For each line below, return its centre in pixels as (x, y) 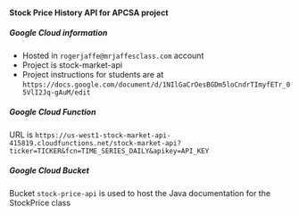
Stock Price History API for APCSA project (89, 12)
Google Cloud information (58, 33)
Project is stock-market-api (72, 65)
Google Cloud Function (53, 112)
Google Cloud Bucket (49, 170)
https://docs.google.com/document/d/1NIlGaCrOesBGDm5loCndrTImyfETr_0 (156, 85)
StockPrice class (40, 203)
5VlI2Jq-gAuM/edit (56, 92)
